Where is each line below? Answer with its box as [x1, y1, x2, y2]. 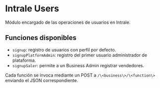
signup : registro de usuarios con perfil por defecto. [12, 46, 116, 52]
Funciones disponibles [5, 34, 77, 42]
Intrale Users [5, 3, 59, 14]
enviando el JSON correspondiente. [5, 77, 78, 83]
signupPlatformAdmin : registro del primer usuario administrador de [12, 52, 148, 58]
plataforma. [12, 57, 36, 63]
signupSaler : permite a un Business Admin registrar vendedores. [12, 62, 145, 68]
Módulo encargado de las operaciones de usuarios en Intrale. [5, 19, 131, 25]
